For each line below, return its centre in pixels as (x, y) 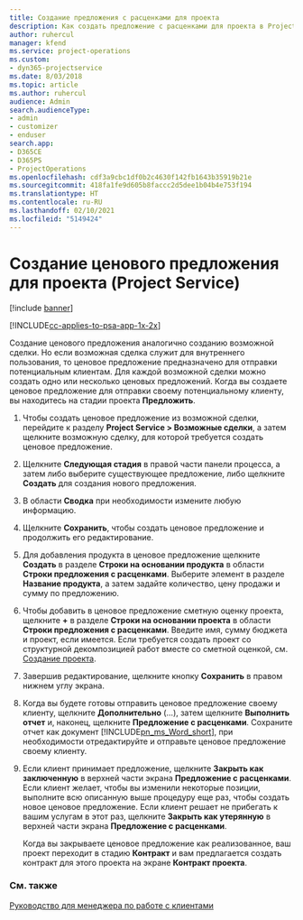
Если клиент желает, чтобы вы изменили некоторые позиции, (142, 787)
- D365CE (26, 152)
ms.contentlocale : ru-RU (56, 202)
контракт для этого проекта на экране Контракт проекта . (135, 862)
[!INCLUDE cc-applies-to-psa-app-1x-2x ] (85, 325)
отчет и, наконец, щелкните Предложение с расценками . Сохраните (157, 722)
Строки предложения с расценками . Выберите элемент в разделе (154, 574)
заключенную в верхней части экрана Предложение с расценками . (156, 777)
